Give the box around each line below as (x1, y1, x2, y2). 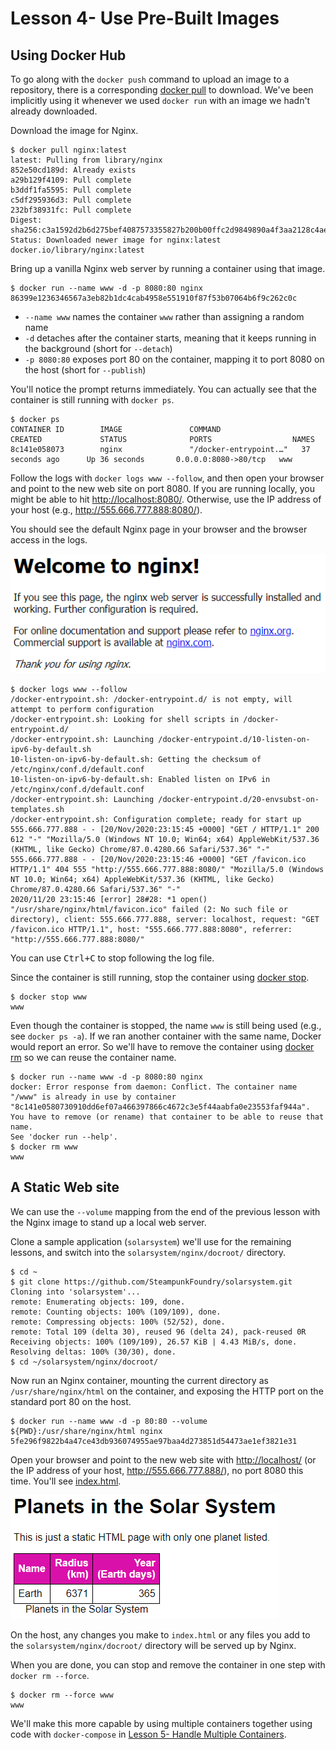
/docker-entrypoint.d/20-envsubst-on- (158, 795, 320, 805)
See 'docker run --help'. (10, 1132, 118, 1142)
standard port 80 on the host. (10, 1395, 132, 1407)
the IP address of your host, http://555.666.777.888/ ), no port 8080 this (10, 1464, 304, 1476)
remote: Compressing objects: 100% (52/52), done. (10, 1317, 226, 1327)
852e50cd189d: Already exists (10, 165, 137, 175)
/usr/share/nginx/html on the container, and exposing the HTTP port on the (10, 1385, 324, 1397)
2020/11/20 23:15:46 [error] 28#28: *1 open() (10, 895, 208, 905)
